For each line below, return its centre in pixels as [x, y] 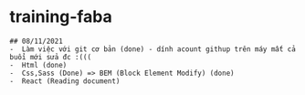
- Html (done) [38, 65]
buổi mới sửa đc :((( [51, 57]
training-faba [61, 17]
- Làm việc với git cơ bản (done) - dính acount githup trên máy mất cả [153, 49]
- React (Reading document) [65, 81]
